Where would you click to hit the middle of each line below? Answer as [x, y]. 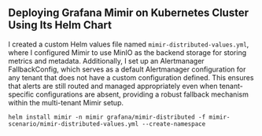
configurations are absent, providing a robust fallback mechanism [142, 94]
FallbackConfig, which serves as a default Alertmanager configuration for [127, 69]
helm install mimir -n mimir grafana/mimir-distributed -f [107, 117]
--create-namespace [174, 124]
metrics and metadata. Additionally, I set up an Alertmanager [106, 61]
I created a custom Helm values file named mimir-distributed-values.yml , [129, 44]
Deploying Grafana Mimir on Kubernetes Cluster [129, 13]
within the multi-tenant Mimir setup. [66, 102]
